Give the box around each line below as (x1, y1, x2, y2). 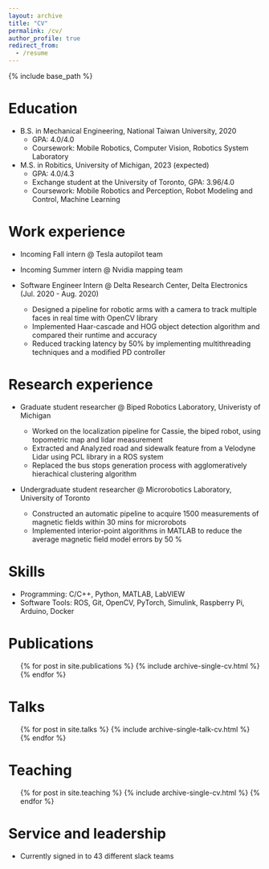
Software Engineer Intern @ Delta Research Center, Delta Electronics (19, 280, 248, 290)
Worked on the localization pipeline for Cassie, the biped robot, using (31, 426, 261, 435)
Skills (8, 562, 46, 580)
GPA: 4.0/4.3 (31, 168, 75, 178)
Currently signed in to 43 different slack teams (19, 850, 174, 861)
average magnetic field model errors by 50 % (31, 534, 182, 544)
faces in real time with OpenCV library (31, 313, 158, 323)
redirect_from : (8, 42, 59, 50)
